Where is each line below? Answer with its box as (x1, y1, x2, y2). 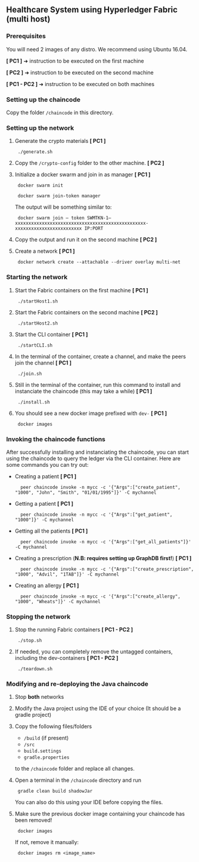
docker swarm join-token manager (17, 193, 101, 199)
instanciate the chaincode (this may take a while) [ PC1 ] (14, 387, 153, 395)
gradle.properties (23, 754, 70, 761)
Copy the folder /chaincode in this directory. (6, 109, 114, 116)
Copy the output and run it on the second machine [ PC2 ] (14, 236, 157, 243)
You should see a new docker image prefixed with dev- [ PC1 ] (14, 409, 167, 417)
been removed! (14, 817, 52, 824)
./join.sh (17, 371, 42, 377)
